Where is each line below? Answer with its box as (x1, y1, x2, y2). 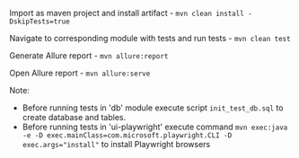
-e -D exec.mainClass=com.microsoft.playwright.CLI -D (22, 131, 233, 140)
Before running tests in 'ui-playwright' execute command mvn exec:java (22, 121, 288, 132)
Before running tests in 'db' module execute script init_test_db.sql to (22, 102, 284, 113)
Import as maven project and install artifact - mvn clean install (9, 8, 244, 18)
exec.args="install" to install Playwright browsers (22, 139, 211, 149)
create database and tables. (22, 112, 127, 122)
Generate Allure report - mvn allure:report (9, 50, 169, 61)
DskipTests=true (9, 17, 70, 26)
